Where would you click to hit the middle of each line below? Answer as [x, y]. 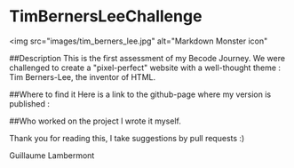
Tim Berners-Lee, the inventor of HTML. [83, 76]
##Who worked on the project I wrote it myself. [95, 121]
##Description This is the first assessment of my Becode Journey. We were [147, 58]
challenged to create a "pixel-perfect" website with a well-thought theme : [145, 68]
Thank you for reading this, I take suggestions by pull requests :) [127, 138]
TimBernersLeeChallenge [106, 16]
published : [30, 103]
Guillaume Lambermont [52, 155]
